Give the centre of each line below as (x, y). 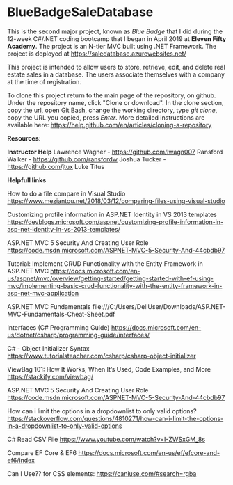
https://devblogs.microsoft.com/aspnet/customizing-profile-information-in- (115, 222)
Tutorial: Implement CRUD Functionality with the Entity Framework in (105, 263)
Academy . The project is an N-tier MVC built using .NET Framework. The (112, 46)
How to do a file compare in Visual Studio (66, 193)
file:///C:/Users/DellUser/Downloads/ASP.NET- (159, 306)
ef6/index (21, 460)
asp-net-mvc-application (43, 293)
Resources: (24, 138)
